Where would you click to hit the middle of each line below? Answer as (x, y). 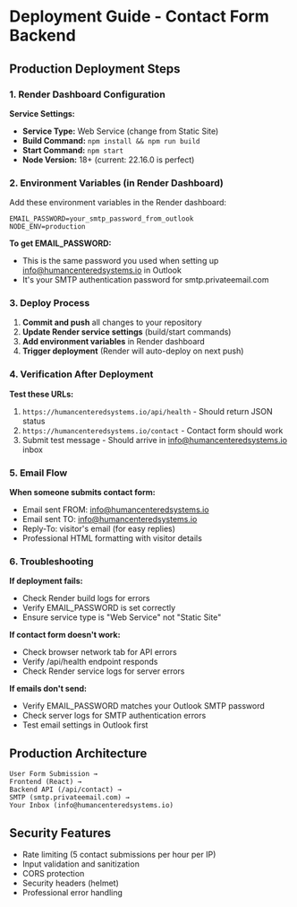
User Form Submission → (54, 774)
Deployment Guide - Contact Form (140, 17)
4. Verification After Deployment (81, 374)
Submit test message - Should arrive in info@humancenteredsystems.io (155, 440)
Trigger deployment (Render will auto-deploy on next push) (133, 351)
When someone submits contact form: (82, 493)
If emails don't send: (48, 689)
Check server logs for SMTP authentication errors (114, 716)
